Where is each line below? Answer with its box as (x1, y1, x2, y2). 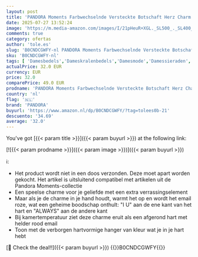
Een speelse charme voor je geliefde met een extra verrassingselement (14, 188, 188, 196)
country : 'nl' (6, 91, 41, 97)
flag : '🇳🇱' (6, 96, 35, 102)
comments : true (6, 31, 44, 37)
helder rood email (14, 220, 58, 227)
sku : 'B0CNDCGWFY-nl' (6, 53, 60, 58)
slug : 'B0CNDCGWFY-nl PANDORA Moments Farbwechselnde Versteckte (6, 47, 170, 53)
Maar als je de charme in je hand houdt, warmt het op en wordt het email (14, 195, 192, 202)
